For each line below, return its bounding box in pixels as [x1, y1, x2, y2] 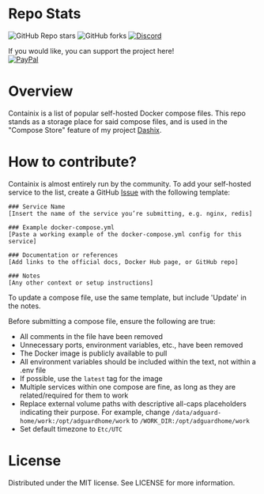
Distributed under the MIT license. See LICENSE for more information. [8, 477, 236, 487]
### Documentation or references [8, 251, 119, 259]
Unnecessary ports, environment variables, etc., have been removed [19, 340, 243, 349]
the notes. [8, 301, 41, 311]
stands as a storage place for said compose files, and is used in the [8, 116, 228, 126]
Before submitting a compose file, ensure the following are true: [8, 316, 216, 326]
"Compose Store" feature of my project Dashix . [8, 125, 162, 134]
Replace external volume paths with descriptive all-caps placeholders [19, 398, 247, 408]
